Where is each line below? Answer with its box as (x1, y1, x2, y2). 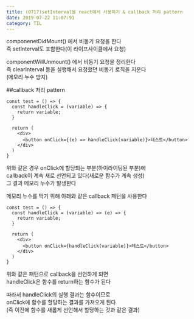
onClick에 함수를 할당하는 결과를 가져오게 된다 (6, 299, 117, 306)
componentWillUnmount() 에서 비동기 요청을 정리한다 (6, 58, 136, 66)
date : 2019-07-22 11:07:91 (6, 15, 75, 21)
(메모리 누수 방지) (6, 74, 48, 81)
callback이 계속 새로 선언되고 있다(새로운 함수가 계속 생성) (6, 172, 145, 180)
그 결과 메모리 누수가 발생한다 (6, 180, 77, 187)
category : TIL (6, 20, 43, 26)
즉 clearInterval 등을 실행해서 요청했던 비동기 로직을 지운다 (6, 66, 147, 73)
